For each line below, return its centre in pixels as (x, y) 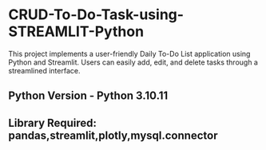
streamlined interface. (44, 70)
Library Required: (53, 122)
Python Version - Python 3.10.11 (88, 96)
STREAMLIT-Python (76, 32)
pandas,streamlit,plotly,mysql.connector (113, 135)
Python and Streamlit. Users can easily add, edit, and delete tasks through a (133, 62)
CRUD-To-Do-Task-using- (96, 15)
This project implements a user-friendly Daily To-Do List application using (129, 53)
